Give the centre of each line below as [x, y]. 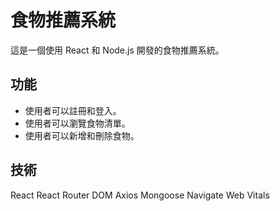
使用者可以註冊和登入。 [73, 110]
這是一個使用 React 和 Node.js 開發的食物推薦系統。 [117, 50]
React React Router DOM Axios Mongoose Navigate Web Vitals [140, 195]
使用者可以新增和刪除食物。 [82, 135]
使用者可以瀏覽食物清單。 [77, 123]
